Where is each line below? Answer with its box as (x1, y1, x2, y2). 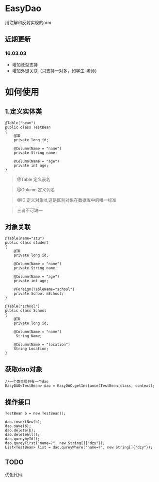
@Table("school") (5, 304, 40, 309)
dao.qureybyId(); (5, 436, 40, 442)
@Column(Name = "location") (14, 342, 70, 347)
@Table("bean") (5, 120, 36, 125)
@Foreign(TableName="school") (14, 287, 75, 292)
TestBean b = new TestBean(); (5, 411, 66, 416)
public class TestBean (5, 125, 51, 130)
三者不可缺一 (16, 207, 43, 213)
